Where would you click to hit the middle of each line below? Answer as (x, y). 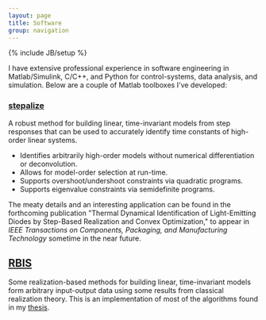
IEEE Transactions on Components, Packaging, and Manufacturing (118, 229)
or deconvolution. (48, 164)
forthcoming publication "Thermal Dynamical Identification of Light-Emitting (132, 213)
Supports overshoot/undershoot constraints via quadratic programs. (131, 180)
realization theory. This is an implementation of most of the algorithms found (133, 299)
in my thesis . (29, 307)
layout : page (30, 15)
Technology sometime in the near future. (75, 238)
